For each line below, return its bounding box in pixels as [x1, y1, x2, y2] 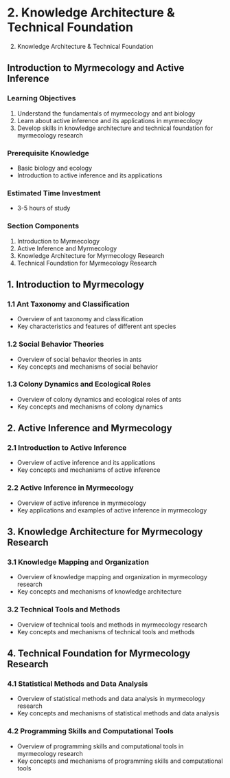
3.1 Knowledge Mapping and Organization [7, 557, 150, 567]
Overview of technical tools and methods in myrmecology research [16, 620, 207, 629]
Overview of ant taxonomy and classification [16, 315, 143, 323]
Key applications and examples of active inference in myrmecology [16, 506, 207, 514]
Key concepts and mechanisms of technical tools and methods [16, 627, 195, 636]
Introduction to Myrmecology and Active [7, 62, 185, 74]
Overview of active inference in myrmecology [16, 499, 146, 507]
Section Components [7, 221, 80, 231]
